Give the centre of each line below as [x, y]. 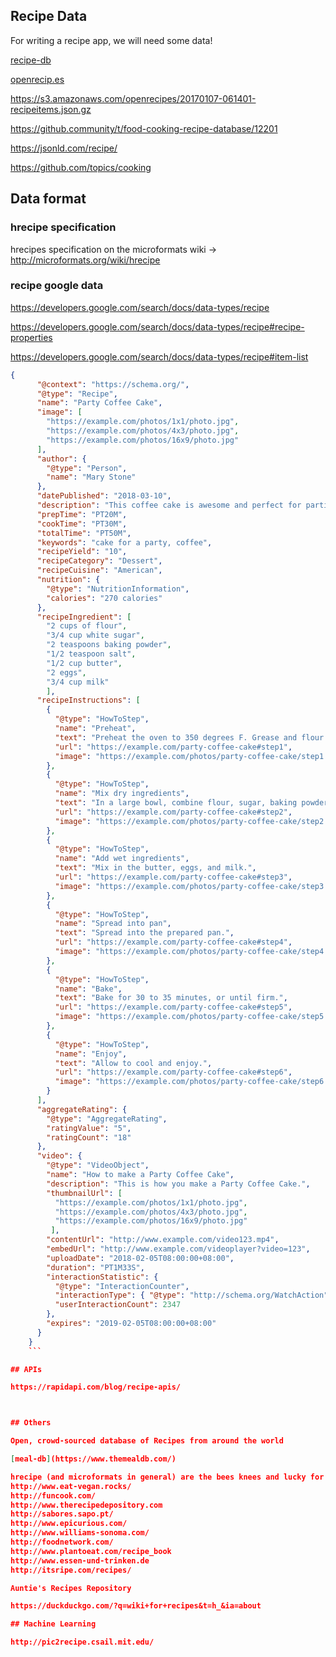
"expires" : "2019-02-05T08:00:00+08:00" [131, 1324]
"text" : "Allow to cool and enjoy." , [133, 1063]
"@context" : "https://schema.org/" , [113, 384]
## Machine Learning [53, 1624]
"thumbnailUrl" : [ [84, 1193]
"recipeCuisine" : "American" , [99, 570]
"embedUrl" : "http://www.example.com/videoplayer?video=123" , [178, 1249]
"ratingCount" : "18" [89, 1137]
